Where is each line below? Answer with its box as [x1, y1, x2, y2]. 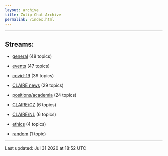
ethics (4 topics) [12, 121, 46, 127]
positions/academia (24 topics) [12, 92, 77, 98]
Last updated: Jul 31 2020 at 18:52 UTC [5, 145, 86, 151]
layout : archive [5, 7, 39, 13]
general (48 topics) [12, 53, 52, 59]
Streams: [5, 40, 34, 48]
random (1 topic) [12, 131, 46, 137]
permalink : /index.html [5, 17, 55, 22]
